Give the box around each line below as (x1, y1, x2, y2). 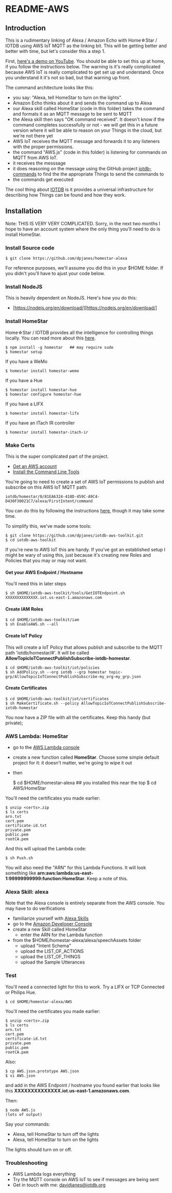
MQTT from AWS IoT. (12, 155, 58, 161)
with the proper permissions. (12, 144, 74, 150)
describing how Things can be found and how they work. (5, 192, 126, 198)
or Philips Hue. (5, 989, 36, 995)
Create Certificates (5, 685, 47, 691)
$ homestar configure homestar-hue (5, 391, 82, 397)
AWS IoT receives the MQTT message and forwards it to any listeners (12, 138, 160, 144)
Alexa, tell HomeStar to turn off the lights (12, 1131, 99, 1137)
